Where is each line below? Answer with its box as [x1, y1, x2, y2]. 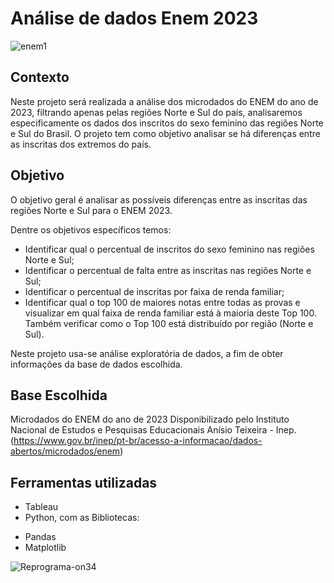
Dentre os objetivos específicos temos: [10, 223, 172, 236]
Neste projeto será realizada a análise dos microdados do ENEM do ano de [10, 95, 319, 107]
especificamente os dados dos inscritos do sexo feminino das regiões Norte [10, 117, 324, 129]
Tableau [24, 501, 59, 513]
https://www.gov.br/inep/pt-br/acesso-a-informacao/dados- [13, 435, 263, 447]
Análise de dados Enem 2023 [10, 7, 259, 30]
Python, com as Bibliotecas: [24, 512, 140, 524]
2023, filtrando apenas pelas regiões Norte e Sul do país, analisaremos [10, 106, 303, 118]
